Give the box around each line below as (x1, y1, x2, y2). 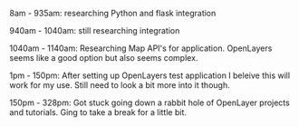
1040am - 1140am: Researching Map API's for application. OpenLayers (9, 43, 273, 54)
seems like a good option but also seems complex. (9, 53, 198, 63)
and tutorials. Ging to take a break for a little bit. (9, 107, 188, 117)
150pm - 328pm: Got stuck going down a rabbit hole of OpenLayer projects (9, 97, 290, 108)
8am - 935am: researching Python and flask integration (9, 8, 217, 18)
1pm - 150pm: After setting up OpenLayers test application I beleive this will (9, 70, 291, 81)
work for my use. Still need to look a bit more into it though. (9, 80, 230, 90)
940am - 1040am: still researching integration (9, 25, 180, 35)
